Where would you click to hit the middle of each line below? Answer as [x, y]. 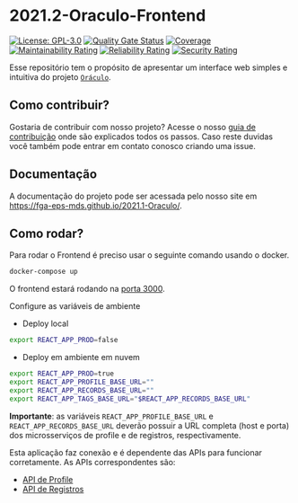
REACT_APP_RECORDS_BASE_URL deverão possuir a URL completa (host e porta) [149, 425]
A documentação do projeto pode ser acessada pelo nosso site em [133, 196]
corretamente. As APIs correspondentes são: [92, 462]
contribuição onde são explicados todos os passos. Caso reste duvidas [141, 137]
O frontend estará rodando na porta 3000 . [87, 289]
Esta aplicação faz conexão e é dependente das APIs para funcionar [136, 452]
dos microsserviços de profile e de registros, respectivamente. [125, 435]
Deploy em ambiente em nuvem [81, 357]
